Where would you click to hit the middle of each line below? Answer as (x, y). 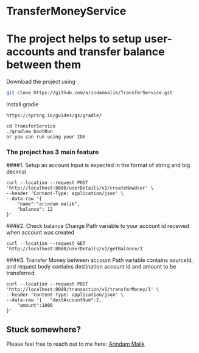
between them (44, 65)
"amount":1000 (35, 306)
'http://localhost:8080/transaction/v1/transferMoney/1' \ (83, 290)
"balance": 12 (35, 210)
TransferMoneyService (66, 11)
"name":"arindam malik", (49, 204)
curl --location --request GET (46, 244)
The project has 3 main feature (53, 152)
